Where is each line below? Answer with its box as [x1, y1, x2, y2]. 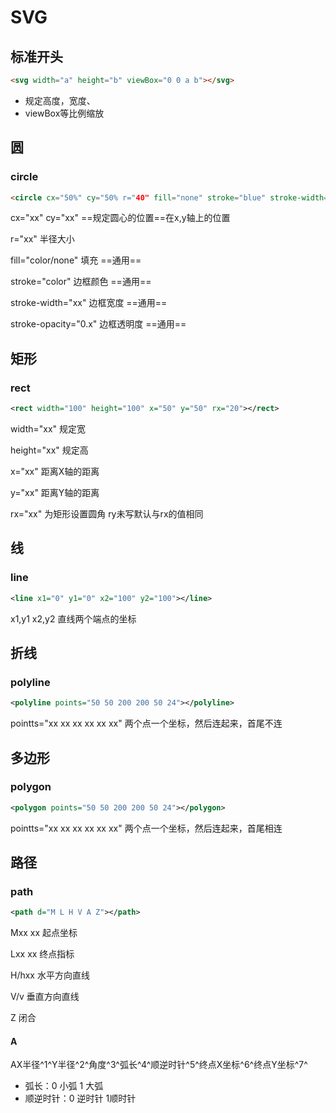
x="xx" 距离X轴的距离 [10, 466, 100, 477]
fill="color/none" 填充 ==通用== [10, 254, 142, 266]
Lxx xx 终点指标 [10, 948, 75, 960]
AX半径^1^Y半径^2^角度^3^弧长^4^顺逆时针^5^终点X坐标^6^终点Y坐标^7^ [10, 1059, 308, 1071]
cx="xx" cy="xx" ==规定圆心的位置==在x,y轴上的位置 [10, 212, 231, 224]
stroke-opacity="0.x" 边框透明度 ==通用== [10, 318, 187, 330]
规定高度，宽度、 [24, 94, 96, 106]
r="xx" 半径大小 [10, 233, 75, 245]
